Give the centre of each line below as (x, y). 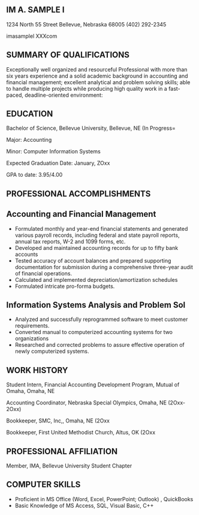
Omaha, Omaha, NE (31, 391)
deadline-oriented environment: (64, 95)
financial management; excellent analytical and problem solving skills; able (98, 82)
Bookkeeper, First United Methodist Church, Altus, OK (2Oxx (81, 433)
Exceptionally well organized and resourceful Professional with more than (97, 69)
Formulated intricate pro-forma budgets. (65, 286)
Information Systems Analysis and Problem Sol (96, 305)
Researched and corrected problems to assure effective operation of (99, 345)
